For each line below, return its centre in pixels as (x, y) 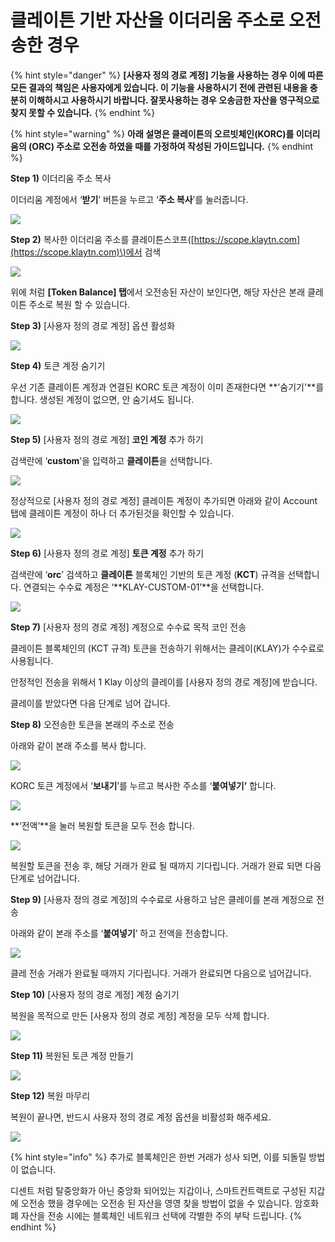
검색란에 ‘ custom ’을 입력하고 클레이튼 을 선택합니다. (111, 460)
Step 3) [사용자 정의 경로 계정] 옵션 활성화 (93, 325)
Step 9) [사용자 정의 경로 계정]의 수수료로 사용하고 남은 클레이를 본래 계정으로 (162, 899)
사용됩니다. (32, 660)
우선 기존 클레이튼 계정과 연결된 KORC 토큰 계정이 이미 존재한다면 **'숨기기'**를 (167, 387)
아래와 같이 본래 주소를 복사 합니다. (78, 745)
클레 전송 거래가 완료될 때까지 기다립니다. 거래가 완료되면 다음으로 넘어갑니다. (161, 973)
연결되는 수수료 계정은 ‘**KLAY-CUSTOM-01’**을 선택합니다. (144, 587)
